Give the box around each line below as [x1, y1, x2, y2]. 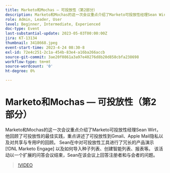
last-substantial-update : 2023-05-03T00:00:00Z [5, 31, 108, 36]
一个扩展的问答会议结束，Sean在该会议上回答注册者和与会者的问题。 [14, 152, 158, 158]
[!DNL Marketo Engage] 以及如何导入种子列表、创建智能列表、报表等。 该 [5, 145, 159, 152]
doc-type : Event [5, 26, 39, 31]
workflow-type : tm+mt [5, 59, 51, 64]
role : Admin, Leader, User [5, 17, 62, 22]
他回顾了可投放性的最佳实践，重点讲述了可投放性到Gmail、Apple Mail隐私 [5, 133, 159, 139]
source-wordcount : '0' [5, 64, 53, 69]
